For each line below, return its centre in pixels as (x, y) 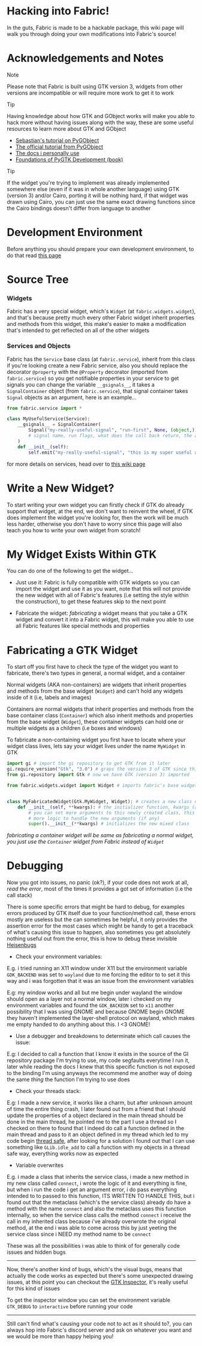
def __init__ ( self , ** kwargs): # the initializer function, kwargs (103, 807)
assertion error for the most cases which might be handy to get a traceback (100, 926)
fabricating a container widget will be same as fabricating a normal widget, (100, 835)
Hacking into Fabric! (58, 11)
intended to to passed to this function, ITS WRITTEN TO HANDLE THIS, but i (101, 1196)
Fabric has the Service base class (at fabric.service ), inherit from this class (101, 359)
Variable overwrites (39, 1165)
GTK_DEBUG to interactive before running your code (70, 1306)
